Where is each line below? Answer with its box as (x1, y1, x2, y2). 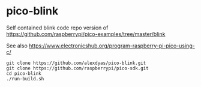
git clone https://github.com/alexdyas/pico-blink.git (6, 60, 146, 66)
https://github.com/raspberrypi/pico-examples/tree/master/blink (6, 30, 166, 37)
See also (6, 42, 28, 49)
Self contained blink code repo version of (6, 24, 109, 31)
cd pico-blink (6, 70, 42, 76)
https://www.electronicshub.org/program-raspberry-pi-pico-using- (29, 42, 195, 49)
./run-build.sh (6, 76, 44, 82)
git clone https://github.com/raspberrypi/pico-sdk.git (6, 65, 149, 71)
